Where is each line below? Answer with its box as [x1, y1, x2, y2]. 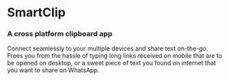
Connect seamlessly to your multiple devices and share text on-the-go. [7, 44, 208, 52]
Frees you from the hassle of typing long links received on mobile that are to [7, 52, 223, 60]
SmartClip [7, 5, 66, 20]
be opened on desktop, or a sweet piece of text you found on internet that [7, 59, 216, 67]
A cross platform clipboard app [7, 29, 113, 39]
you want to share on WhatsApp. [7, 66, 99, 74]
